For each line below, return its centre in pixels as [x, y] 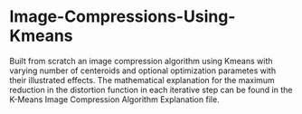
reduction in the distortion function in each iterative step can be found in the [151, 90]
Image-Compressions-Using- [123, 17]
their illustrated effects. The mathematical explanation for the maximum [142, 80]
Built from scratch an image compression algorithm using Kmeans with [141, 61]
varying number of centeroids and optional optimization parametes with [143, 71]
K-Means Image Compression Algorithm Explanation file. [114, 99]
